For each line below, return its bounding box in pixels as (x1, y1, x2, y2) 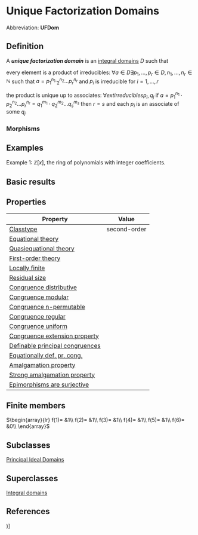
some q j (6, 108, 26, 117)
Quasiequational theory (9, 244, 75, 252)
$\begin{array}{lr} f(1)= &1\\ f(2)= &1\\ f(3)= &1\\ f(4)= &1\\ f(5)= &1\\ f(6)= (6, 417, 185, 424)
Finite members (6, 401, 66, 411)
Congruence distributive (9, 283, 78, 291)
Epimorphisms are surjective (9, 380, 89, 389)
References (6, 506, 50, 516)
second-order (106, 225, 147, 233)
